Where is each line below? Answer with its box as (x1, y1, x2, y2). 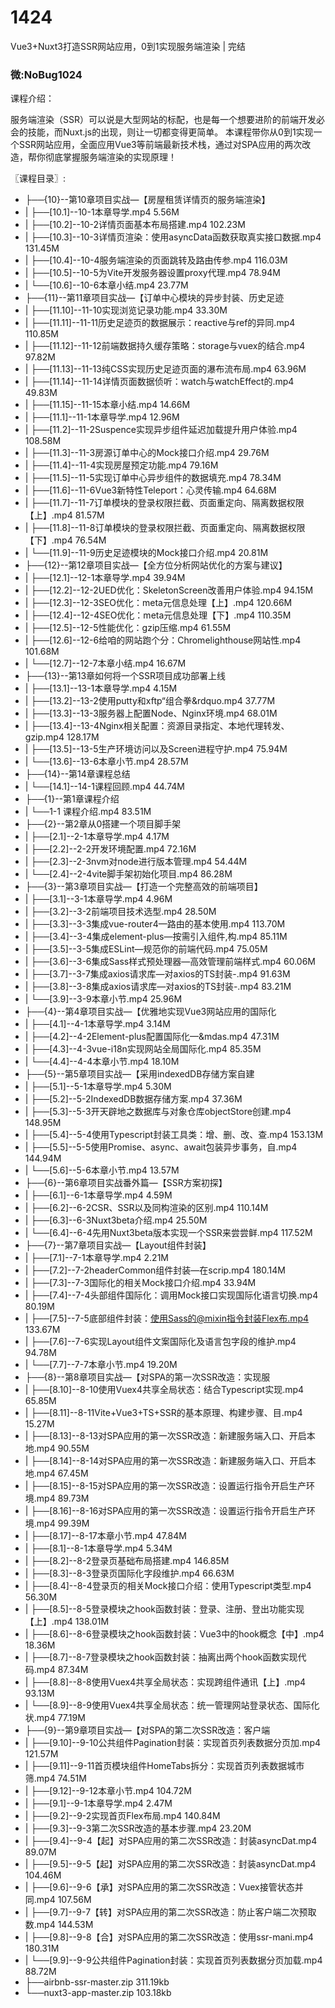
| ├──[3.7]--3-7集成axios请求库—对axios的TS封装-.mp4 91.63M (24, 968, 291, 980)
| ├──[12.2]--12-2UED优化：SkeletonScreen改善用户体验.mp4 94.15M (24, 584, 314, 596)
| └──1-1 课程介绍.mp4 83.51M (24, 806, 152, 818)
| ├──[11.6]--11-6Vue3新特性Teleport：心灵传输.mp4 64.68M (24, 484, 277, 496)
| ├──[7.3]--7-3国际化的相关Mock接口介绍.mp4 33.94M (24, 1277, 257, 1289)
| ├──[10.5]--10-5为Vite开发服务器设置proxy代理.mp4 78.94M (24, 267, 281, 279)
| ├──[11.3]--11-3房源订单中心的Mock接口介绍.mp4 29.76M (24, 447, 270, 459)
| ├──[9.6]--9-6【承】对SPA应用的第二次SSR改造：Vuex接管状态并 (24, 1881, 304, 1893)
